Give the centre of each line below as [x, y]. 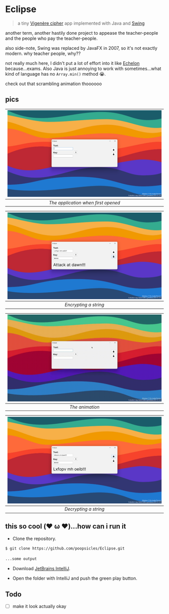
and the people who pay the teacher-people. [52, 38]
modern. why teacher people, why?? [43, 53]
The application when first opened [84, 202]
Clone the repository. [34, 538]
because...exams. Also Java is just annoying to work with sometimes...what [83, 69]
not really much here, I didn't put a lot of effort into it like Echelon [72, 63]
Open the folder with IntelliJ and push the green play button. [75, 578]
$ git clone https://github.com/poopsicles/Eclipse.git [65, 548]
